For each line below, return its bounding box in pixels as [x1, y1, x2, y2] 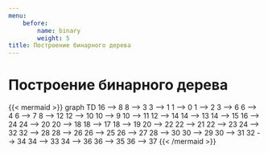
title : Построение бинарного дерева [8, 42, 131, 50]
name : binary [37, 26, 81, 34]
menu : [8, 11, 27, 20]
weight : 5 [37, 34, 70, 42]
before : [23, 19, 48, 27]
